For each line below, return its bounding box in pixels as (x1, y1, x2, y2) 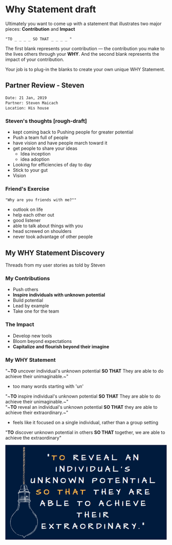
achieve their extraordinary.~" (5, 409, 69, 416)
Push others (12, 287, 38, 293)
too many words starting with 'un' (12, 383, 84, 389)
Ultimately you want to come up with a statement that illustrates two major (5, 20, 162, 27)
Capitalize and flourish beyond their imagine (12, 343, 110, 350)
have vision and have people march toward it (12, 140, 107, 146)
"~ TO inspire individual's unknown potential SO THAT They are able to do (5, 393, 161, 400)
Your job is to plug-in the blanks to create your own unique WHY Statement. (5, 66, 165, 72)
